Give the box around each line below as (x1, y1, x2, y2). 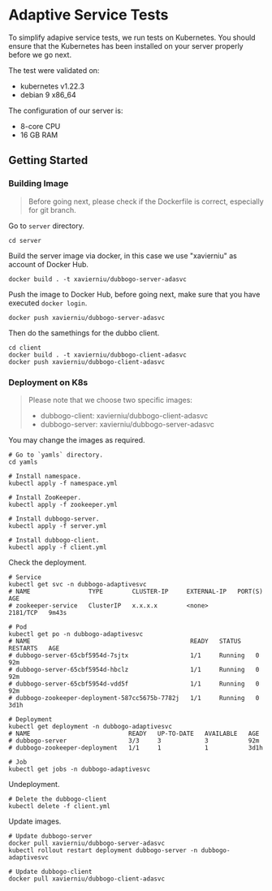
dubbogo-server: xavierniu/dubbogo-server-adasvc (40, 419, 215, 429)
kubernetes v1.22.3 (19, 81, 85, 91)
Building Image (8, 178, 69, 189)
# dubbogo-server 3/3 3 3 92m (8, 737, 260, 745)
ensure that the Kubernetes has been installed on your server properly (8, 41, 244, 50)
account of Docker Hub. (8, 259, 89, 269)
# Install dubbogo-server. (8, 514, 100, 523)
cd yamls (8, 457, 38, 466)
